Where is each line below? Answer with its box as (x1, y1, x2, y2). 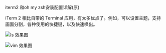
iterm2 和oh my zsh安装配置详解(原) (5, 4, 80, 10)
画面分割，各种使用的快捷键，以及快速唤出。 (5, 21, 98, 27)
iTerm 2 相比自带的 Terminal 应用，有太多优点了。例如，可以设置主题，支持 (5, 15, 161, 21)
